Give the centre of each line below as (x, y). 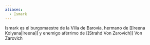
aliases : (14, 9)
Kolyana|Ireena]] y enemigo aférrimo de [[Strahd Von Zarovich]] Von (74, 33)
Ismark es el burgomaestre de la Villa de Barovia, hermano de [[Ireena (75, 28)
